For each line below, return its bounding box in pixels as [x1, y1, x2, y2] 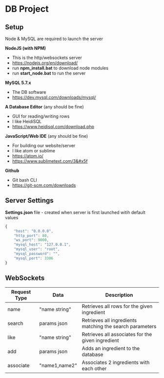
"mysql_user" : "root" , [14, 247, 60, 252]
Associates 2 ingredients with [82, 359, 150, 366]
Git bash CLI [12, 177, 38, 183]
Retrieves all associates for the [82, 331, 152, 337]
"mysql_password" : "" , [14, 252, 60, 256]
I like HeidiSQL [12, 119, 42, 124]
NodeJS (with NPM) [5, 45, 46, 51]
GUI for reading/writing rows [12, 113, 70, 119]
